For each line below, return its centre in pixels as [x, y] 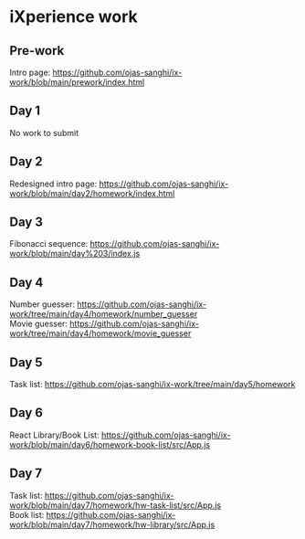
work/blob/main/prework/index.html [77, 82]
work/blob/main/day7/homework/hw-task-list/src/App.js [116, 505]
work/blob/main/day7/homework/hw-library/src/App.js [112, 524]
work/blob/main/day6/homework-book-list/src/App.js [110, 444]
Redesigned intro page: [53, 184]
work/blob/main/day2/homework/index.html [92, 193]
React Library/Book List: [54, 435]
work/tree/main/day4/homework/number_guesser [104, 314]
